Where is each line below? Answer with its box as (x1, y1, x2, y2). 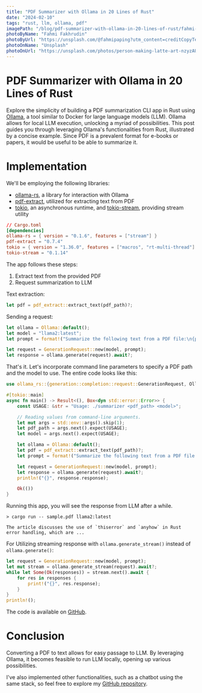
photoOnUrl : (6, 48, 36, 54)
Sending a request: (6, 313, 54, 320)
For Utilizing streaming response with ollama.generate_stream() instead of (6, 540, 191, 547)
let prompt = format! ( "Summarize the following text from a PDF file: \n (6, 336, 192, 342)
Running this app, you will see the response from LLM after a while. (6, 502, 173, 510)
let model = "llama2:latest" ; (6, 330, 82, 336)
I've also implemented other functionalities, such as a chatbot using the (6, 674, 183, 681)
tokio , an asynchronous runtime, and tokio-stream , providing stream (14, 204, 184, 211)
